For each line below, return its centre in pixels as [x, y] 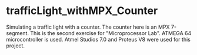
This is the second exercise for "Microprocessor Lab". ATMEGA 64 [111, 33]
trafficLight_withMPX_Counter [82, 11]
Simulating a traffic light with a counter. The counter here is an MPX [88, 27]
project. [16, 46]
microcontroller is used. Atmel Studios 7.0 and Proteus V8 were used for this [98, 39]
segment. [18, 33]
